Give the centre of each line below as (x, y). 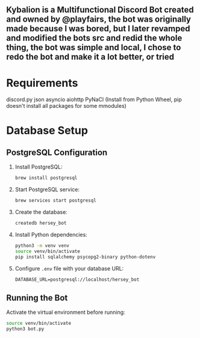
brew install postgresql (46, 178)
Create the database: (41, 212)
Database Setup (47, 130)
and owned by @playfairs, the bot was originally (99, 20)
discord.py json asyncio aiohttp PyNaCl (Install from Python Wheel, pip (94, 99)
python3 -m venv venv (42, 246)
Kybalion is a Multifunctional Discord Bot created (100, 10)
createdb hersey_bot (41, 223)
